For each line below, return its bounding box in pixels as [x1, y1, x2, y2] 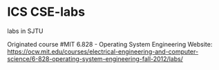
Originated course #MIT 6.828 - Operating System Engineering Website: [7, 40, 213, 48]
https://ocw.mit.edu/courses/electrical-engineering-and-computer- [7, 47, 199, 56]
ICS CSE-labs [7, 4, 85, 20]
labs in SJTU [7, 27, 44, 35]
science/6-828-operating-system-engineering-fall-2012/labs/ [7, 54, 183, 62]
